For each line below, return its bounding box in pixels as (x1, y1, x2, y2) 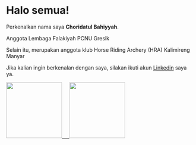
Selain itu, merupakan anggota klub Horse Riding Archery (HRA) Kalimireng (6, 46, 190, 53)
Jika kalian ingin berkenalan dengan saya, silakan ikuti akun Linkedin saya (6, 64, 187, 71)
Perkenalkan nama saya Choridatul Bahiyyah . (6, 23, 119, 30)
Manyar (6, 52, 25, 59)
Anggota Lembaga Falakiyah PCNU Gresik (6, 34, 110, 42)
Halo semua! (6, 4, 69, 17)
